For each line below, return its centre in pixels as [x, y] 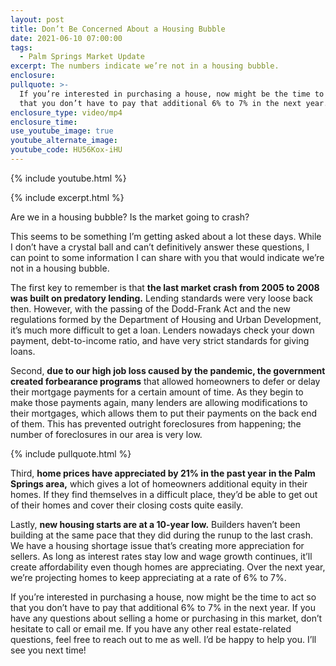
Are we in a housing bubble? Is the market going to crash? [130, 217]
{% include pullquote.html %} [71, 453]
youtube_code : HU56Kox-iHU [66, 150]
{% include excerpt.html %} [67, 197]
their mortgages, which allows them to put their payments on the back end [164, 413]
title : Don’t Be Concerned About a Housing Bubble [118, 29]
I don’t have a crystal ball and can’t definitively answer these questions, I [160, 247]
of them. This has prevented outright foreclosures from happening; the [156, 423]
